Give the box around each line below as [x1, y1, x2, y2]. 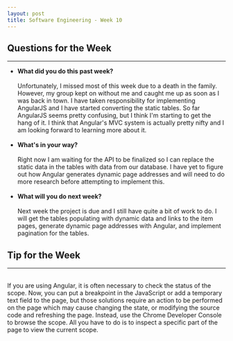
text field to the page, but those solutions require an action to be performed [7, 296, 223, 305]
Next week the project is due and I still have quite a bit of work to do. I [17, 207, 217, 216]
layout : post [7, 10, 45, 17]
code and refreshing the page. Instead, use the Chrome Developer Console [7, 311, 222, 320]
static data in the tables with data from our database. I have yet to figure [17, 163, 224, 171]
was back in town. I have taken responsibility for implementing [17, 96, 196, 105]
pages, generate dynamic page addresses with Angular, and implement [17, 222, 222, 230]
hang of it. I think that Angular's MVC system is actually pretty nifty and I [17, 119, 224, 127]
